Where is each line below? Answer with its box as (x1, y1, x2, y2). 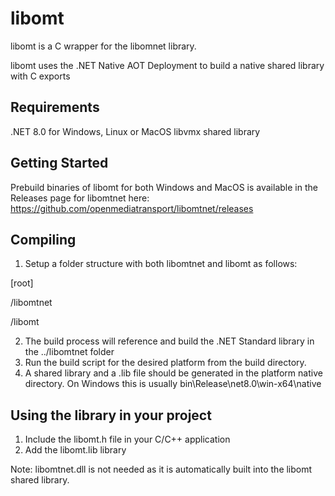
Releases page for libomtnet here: (10, 192, 150, 204)
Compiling (10, 231, 77, 248)
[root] (10, 277, 34, 289)
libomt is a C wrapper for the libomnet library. (10, 40, 197, 52)
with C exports (10, 70, 71, 82)
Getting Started (10, 155, 109, 172)
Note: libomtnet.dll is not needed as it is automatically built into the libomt (10, 463, 313, 476)
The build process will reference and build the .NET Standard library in (24, 335, 315, 347)
